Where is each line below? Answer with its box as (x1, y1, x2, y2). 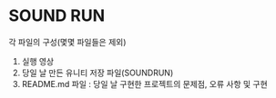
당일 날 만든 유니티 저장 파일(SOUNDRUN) (21, 67, 174, 78)
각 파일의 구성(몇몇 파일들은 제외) (8, 36, 127, 47)
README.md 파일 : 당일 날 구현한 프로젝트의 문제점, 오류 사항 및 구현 (21, 78, 268, 89)
